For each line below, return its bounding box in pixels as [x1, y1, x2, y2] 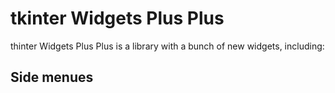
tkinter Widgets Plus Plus [10, 7, 225, 30]
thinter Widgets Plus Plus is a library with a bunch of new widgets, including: [10, 40, 325, 52]
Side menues [10, 69, 94, 86]
